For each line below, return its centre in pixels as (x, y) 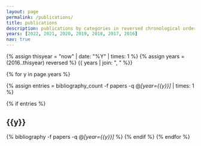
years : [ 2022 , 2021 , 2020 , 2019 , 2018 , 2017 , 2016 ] (72, 34)
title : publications (32, 23)
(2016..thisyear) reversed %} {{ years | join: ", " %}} (69, 63)
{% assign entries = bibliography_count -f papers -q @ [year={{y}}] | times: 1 (100, 86)
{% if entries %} (26, 104)
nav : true (19, 39)
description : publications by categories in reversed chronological (93, 28)
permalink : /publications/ (40, 17)
